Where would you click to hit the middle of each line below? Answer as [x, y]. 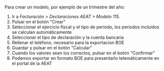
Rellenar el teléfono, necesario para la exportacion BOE [68, 43]
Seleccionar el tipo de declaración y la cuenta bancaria [68, 37]
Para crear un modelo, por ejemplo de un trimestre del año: [65, 7]
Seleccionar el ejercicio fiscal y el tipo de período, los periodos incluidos [85, 27]
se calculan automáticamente [42, 32]
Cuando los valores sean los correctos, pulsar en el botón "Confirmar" [83, 53]
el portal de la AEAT [32, 63]
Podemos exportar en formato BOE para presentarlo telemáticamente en [85, 58]
